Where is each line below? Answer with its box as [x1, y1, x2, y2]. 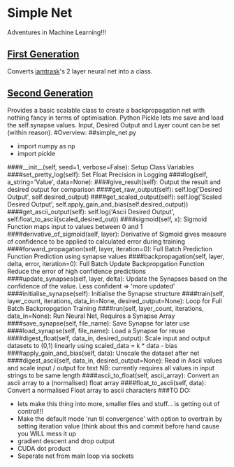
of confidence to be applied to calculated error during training [7, 237, 185, 246]
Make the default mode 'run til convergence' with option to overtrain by [17, 414, 223, 423]
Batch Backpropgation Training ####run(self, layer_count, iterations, [7, 304, 205, 312]
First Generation [7, 48, 80, 60]
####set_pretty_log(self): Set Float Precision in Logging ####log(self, [7, 170, 208, 179]
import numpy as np [17, 141, 75, 150]
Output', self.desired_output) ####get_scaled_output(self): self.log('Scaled [7, 193, 222, 201]
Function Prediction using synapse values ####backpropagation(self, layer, [7, 252, 225, 260]
